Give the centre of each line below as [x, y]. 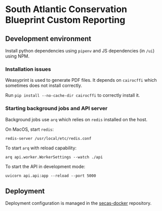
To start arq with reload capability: [41, 148]
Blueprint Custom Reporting [65, 20]
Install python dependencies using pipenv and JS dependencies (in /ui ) [80, 51]
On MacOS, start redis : [30, 129]
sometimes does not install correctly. [44, 86]
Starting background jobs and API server [56, 109]
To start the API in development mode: [45, 166]
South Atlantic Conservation [66, 9]
